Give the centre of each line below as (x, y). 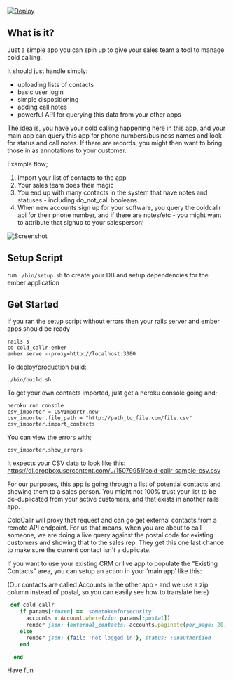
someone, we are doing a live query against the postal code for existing (110, 535)
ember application (33, 282)
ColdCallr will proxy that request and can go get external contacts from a (112, 521)
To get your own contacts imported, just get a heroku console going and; (112, 393)
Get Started (33, 305)
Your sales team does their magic (65, 185)
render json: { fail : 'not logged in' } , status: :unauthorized (118, 638)
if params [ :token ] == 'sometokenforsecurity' (87, 612)
